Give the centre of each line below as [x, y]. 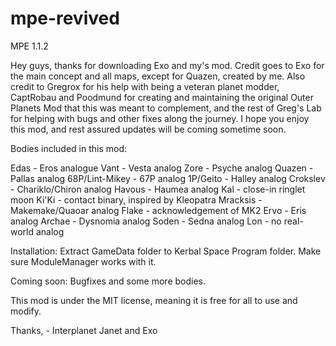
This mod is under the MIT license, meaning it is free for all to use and [154, 300]
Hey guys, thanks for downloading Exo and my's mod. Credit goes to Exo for [167, 65]
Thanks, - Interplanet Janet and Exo [84, 330]
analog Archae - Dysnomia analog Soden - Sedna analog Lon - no [146, 221]
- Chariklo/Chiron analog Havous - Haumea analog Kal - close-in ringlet [158, 189]
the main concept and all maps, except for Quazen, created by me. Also [158, 76]
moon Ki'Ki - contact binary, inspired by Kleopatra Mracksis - [136, 199]
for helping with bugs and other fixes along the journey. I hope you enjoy [160, 118]
